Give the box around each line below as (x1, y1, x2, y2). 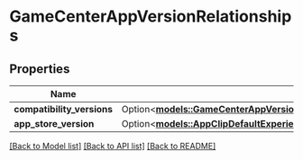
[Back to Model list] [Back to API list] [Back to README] (9, 141, 216, 151)
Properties (9, 61, 70, 76)
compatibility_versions (14, 103, 113, 115)
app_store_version (14, 118, 95, 129)
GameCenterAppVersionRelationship (9, 6, 292, 27)
